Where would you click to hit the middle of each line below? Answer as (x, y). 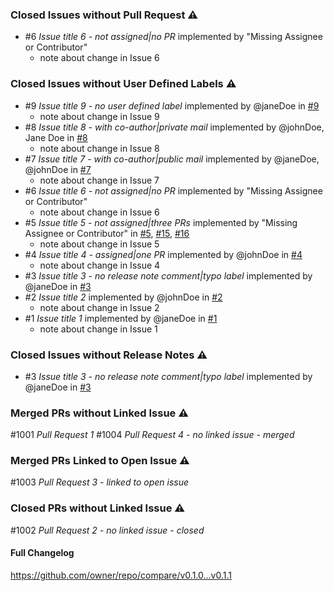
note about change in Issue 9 (99, 116)
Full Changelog (42, 553)
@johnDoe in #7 (58, 169)
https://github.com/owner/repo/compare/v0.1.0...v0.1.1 (121, 575)
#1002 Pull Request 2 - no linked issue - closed (107, 530)
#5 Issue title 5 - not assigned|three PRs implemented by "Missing (161, 222)
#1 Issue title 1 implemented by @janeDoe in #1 (121, 318)
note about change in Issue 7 (99, 180)
